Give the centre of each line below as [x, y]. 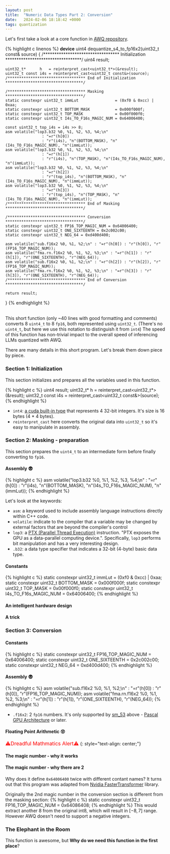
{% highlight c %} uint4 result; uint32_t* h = [51, 390]
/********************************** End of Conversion [66, 280]
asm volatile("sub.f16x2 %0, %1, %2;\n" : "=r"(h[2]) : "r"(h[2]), [79, 262]
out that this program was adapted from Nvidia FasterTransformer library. [82, 784]
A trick [13, 617]
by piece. [15, 355]
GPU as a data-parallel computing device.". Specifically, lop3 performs [87, 538]
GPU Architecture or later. [40, 720]
